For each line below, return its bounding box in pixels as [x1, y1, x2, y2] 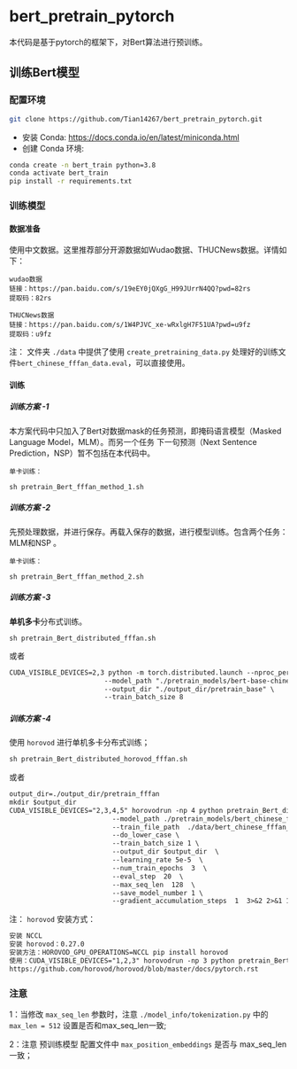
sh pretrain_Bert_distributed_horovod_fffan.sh [9, 755, 188, 764]
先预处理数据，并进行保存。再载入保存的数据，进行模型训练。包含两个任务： [9, 526, 288, 537]
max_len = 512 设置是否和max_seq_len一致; [9, 1020, 167, 1031]
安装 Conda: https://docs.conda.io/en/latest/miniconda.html [21, 131, 240, 143]
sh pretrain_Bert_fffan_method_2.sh [9, 572, 144, 581]
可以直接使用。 [135, 357, 190, 369]
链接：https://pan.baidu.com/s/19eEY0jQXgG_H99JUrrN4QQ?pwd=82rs [9, 285, 251, 293]
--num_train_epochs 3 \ [111, 863, 208, 872]
